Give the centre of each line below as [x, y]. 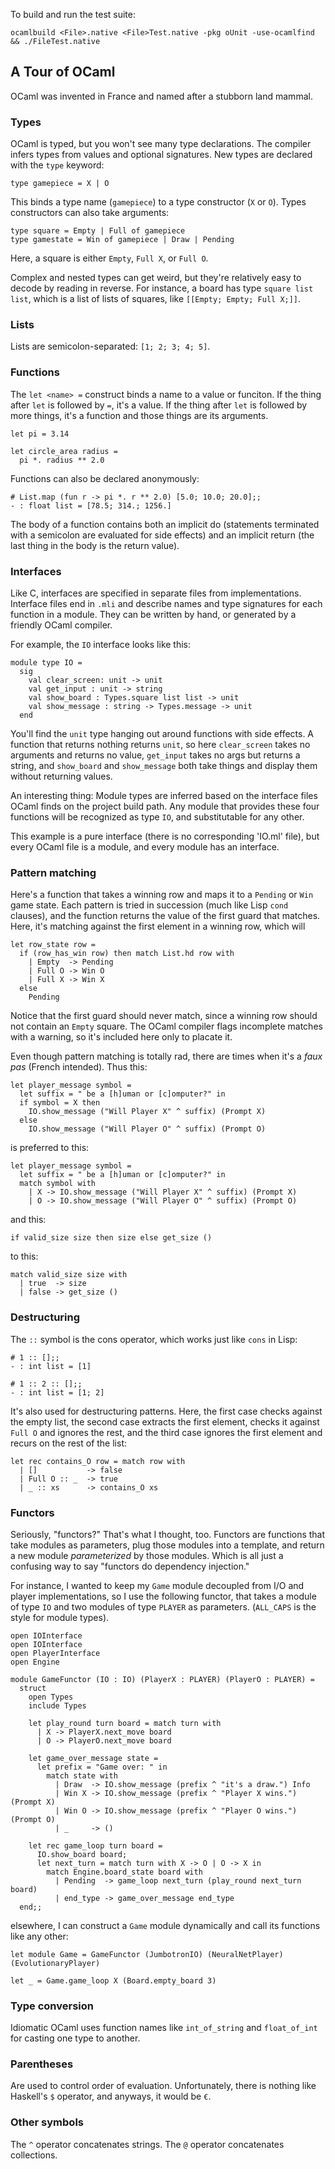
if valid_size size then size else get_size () [111, 1238]
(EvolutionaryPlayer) [55, 1963]
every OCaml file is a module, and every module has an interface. [145, 847]
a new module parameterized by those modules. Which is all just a [147, 1555]
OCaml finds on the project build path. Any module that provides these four [165, 806]
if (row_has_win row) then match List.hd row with [127, 954]
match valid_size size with [69, 1275]
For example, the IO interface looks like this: [101, 644]
